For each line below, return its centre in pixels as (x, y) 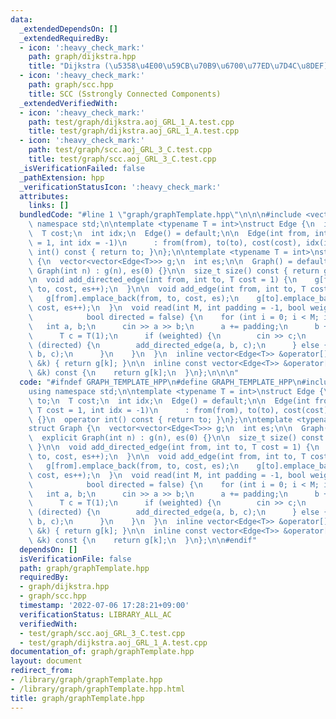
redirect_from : (42, 671)
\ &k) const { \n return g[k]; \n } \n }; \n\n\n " (134, 373)
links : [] (49, 206)
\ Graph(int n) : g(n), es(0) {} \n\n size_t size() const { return (174, 271)
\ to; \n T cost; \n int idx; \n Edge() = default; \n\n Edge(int (169, 401)
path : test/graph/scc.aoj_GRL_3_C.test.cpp (120, 150)
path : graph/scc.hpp (71, 85)
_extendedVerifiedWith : (68, 103)
